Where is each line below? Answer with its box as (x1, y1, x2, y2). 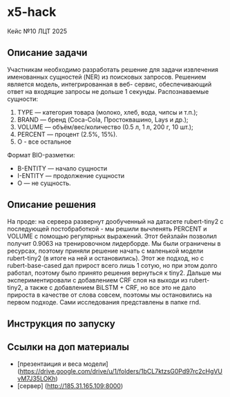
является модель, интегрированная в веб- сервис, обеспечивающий (7, 80, 212, 88)
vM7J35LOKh (17, 374, 56, 383)
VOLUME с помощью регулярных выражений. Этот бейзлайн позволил (7, 232, 218, 240)
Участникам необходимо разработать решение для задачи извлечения (7, 65, 219, 73)
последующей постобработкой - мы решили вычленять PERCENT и (7, 224, 207, 233)
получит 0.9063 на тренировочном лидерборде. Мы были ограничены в (7, 239, 221, 247)
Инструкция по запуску (7, 318, 115, 329)
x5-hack (7, 4, 57, 20)
